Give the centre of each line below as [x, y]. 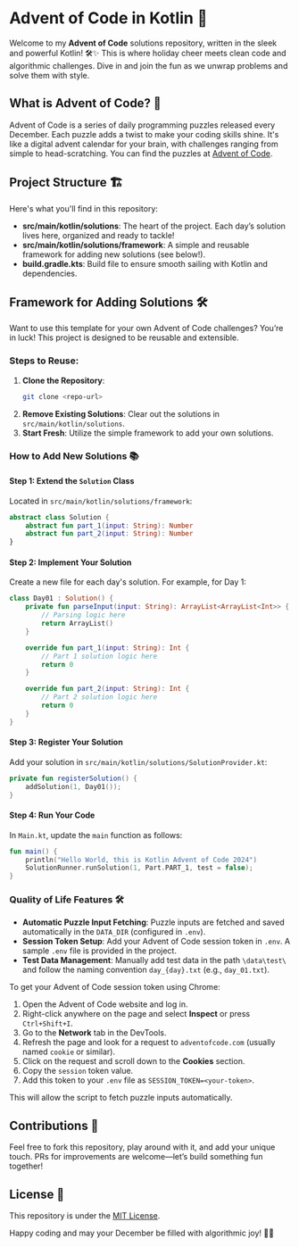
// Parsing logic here [83, 615]
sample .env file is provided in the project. [99, 951]
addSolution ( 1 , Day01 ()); [74, 786]
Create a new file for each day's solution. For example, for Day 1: [128, 582]
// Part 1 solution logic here [100, 656]
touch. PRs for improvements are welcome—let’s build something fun [136, 1157]
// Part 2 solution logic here [100, 697]
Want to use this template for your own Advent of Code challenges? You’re [146, 328]
